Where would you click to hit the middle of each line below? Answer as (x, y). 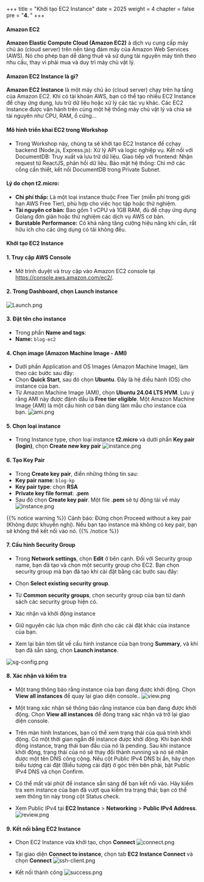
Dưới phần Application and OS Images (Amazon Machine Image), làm (102, 366)
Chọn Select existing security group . (62, 583)
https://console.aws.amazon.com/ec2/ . (64, 277)
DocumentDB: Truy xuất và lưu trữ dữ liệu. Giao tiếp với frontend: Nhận (104, 156)
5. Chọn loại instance (33, 426)
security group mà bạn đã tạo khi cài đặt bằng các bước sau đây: (97, 571)
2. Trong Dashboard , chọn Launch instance (62, 291)
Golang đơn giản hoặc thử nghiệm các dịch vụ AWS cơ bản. (90, 216)
